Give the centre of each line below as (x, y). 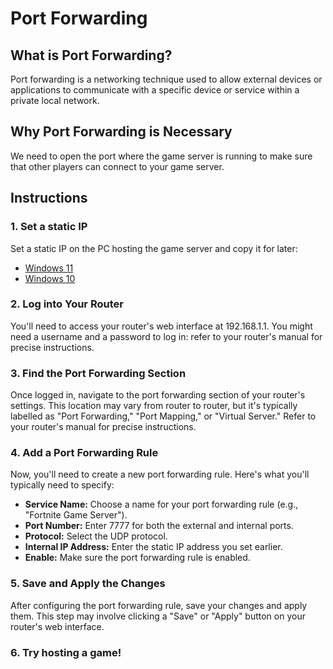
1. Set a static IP (49, 227)
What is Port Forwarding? (91, 55)
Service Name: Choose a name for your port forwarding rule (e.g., (161, 504)
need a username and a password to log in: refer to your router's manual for (166, 336)
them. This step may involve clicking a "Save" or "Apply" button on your (158, 616)
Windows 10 (50, 278)
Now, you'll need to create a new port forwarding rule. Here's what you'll (160, 474)
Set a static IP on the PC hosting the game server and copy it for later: (154, 248)
